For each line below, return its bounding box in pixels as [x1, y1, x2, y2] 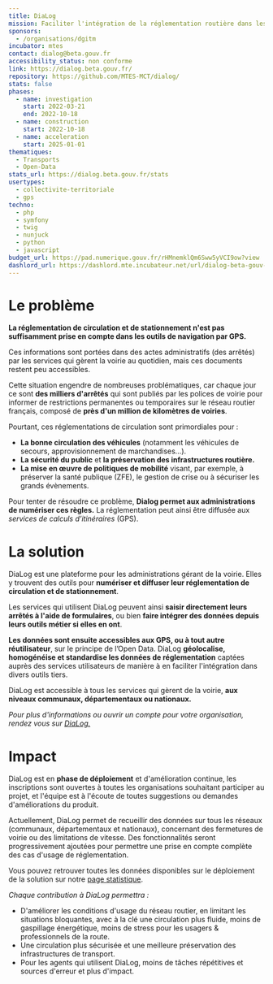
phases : [8, 87, 35, 96]
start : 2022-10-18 [23, 125, 85, 133]
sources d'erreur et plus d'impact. [19, 966, 135, 976]
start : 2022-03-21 [23, 102, 85, 111]
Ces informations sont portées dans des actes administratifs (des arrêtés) [8, 347, 255, 358]
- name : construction [15, 118, 89, 126]
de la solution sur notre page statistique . [8, 874, 144, 884]
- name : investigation [15, 95, 93, 103]
